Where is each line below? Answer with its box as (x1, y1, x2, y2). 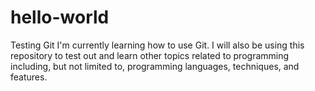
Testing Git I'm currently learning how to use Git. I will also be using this (10, 39, 305, 51)
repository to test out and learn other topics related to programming (10, 49, 290, 61)
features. (10, 71, 48, 83)
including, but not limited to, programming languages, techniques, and (10, 60, 300, 72)
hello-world (10, 6, 110, 29)
